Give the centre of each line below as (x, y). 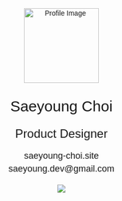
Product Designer (61, 134)
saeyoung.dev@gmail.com (61, 169)
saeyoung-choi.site (61, 156)
